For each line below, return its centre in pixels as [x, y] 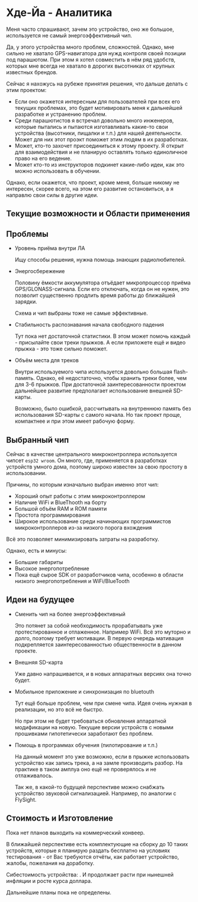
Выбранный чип [38, 440]
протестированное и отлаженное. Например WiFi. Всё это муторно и [103, 632]
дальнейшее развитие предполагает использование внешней [93, 391]
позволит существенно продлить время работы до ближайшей [95, 295]
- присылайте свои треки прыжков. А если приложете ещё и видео [100, 343]
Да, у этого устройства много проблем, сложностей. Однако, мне [90, 47]
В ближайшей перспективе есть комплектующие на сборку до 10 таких [97, 844]
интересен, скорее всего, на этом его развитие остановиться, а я [90, 189]
